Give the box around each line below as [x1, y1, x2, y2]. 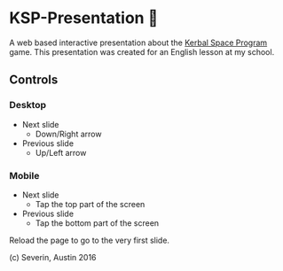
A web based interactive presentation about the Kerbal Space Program [9, 37, 268, 48]
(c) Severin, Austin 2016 [9, 252, 97, 262]
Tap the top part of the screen [35, 198, 145, 209]
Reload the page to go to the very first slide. [9, 235, 170, 245]
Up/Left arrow [35, 147, 87, 158]
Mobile [9, 169, 40, 182]
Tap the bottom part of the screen [35, 217, 160, 228]
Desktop [9, 99, 47, 112]
